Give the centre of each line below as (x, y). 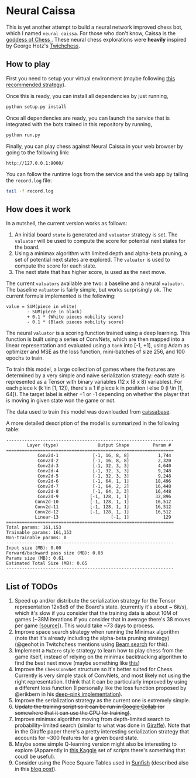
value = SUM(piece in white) (42, 307)
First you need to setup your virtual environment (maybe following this (91, 78)
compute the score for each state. (56, 266)
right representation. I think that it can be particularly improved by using (101, 681)
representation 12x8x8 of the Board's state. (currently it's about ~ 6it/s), (101, 607)
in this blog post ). (35, 769)
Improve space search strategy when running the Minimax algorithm (97, 632)
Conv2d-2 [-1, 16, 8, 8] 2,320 (104, 461)
